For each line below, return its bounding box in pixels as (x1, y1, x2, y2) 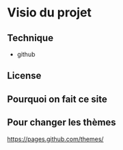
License (7, 70, 42, 82)
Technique (7, 32, 53, 44)
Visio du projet (7, 5, 92, 21)
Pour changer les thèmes (7, 116, 116, 128)
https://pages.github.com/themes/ (7, 135, 104, 143)
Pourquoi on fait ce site (7, 93, 107, 105)
